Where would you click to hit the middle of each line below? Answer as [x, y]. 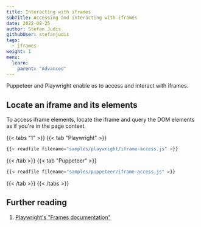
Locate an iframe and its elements [72, 105]
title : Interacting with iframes [49, 12]
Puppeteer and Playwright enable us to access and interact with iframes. [97, 86]
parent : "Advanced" [42, 68]
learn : [20, 63]
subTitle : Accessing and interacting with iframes [72, 18]
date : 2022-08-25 [28, 23]
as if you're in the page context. [46, 126]
